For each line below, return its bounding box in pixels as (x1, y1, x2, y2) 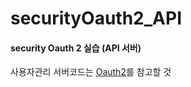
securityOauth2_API (10, 7, 182, 30)
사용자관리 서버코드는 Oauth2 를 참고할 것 (10, 66, 172, 78)
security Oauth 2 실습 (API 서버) (10, 42, 142, 54)
